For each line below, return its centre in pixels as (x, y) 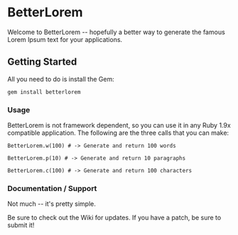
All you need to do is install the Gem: (61, 79)
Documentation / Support (52, 188)
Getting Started (42, 62)
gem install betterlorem (44, 92)
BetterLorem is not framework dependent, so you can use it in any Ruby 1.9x (119, 126)
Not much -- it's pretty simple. (52, 204)
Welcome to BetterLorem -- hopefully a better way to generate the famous (116, 32)
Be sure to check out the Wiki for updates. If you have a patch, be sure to (114, 218)
